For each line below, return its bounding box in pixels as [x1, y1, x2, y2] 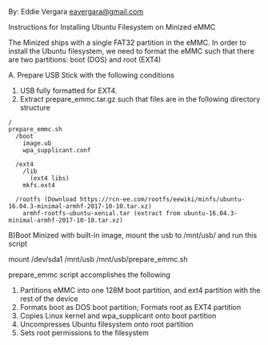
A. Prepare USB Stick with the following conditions [8, 70, 174, 79]
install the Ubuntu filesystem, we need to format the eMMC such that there [8, 46, 254, 55]
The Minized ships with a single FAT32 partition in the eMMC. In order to [8, 38, 246, 47]
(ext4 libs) [29, 175, 70, 183]
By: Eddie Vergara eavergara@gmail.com [8, 7, 144, 16]
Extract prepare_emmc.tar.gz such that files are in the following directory [19, 94, 261, 103]
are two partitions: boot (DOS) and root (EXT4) [8, 55, 162, 64]
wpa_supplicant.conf [22, 146, 91, 154]
